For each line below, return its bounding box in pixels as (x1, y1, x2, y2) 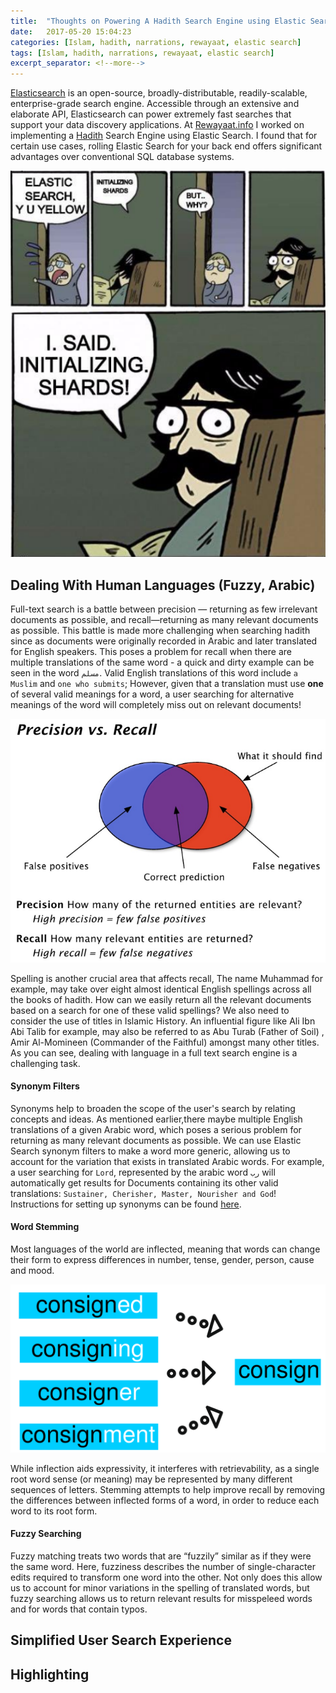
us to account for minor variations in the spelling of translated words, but (10, 1582, 310, 1594)
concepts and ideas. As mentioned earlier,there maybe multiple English (10, 1113, 303, 1125)
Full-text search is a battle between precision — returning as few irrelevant (10, 603, 318, 615)
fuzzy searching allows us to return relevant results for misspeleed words (10, 1593, 313, 1605)
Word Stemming (10, 1221, 80, 1233)
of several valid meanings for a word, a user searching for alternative (10, 688, 295, 700)
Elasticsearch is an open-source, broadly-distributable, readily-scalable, (10, 87, 308, 99)
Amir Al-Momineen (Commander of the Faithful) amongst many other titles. (10, 1036, 320, 1048)
